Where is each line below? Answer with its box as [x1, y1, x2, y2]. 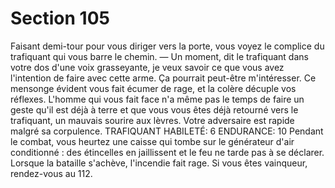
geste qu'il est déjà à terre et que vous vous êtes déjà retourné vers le [10, 103, 299, 116]
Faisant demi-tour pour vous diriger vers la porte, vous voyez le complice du [10, 40, 325, 52]
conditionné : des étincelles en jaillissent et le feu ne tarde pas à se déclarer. [10, 146, 325, 158]
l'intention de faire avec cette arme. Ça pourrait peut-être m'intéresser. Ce [10, 72, 317, 84]
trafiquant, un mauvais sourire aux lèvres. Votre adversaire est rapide [10, 114, 295, 126]
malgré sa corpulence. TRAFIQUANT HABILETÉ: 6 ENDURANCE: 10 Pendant [10, 125, 324, 137]
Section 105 [10, 7, 110, 30]
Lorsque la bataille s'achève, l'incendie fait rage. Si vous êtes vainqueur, [10, 157, 308, 169]
